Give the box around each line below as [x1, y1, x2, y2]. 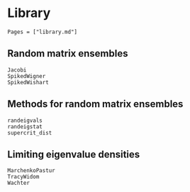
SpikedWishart [7, 79, 50, 86]
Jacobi [7, 66, 27, 74]
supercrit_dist [7, 129, 52, 136]
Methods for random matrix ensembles [7, 98, 184, 111]
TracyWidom [7, 174, 40, 181]
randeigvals [7, 117, 43, 124]
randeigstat [7, 123, 43, 130]
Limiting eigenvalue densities [7, 148, 140, 160]
